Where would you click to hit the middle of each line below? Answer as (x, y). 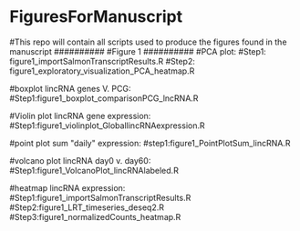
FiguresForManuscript (96, 17)
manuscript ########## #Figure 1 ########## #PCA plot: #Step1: (138, 51)
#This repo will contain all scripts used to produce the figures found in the (148, 42)
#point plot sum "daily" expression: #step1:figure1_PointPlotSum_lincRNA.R (150, 143)
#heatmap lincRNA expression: (67, 187)
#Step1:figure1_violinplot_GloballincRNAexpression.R (107, 126)
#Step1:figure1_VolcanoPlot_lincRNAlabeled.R (94, 170)
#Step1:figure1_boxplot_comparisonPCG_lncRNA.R (104, 98)
